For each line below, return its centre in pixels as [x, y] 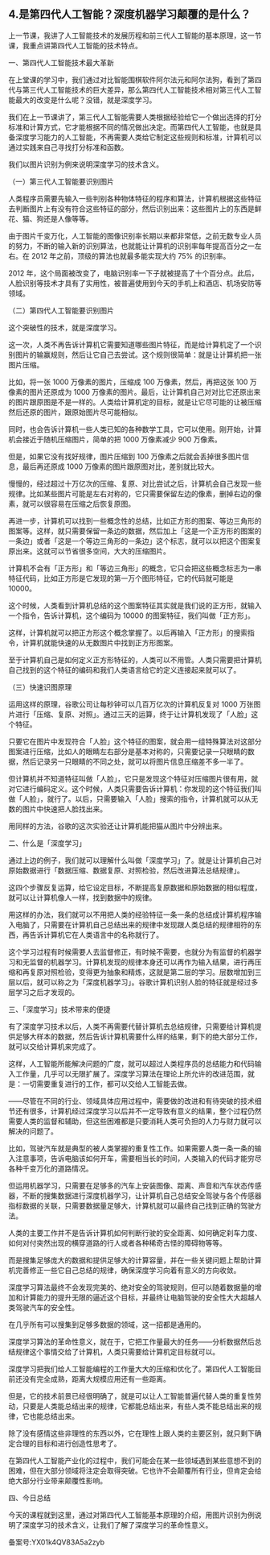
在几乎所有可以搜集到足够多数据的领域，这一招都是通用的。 [107, 1325]
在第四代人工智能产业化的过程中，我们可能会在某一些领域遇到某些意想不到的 [135, 1460]
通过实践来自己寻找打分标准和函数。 [68, 147]
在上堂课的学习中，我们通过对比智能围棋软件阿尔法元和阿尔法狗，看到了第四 [135, 80]
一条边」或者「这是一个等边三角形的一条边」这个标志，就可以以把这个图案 [131, 541]
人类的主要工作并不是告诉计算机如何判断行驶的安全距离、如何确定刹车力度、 [135, 1233]
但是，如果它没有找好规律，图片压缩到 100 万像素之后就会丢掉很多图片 [125, 456]
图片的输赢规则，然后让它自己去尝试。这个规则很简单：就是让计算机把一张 [138, 355]
